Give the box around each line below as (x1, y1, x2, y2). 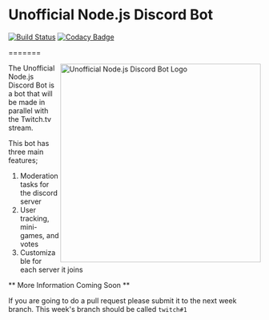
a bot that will (8, 88, 54, 98)
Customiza (19, 247, 56, 257)
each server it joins (19, 265, 83, 274)
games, (19, 230, 46, 240)
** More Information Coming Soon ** (8, 280, 130, 290)
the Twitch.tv (8, 114, 52, 124)
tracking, (19, 213, 50, 223)
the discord (19, 188, 58, 197)
